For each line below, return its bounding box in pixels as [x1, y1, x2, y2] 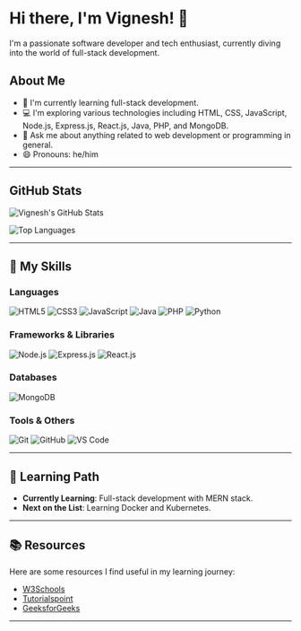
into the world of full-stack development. [9, 47, 159, 57]
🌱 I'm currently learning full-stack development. [21, 97, 199, 108]
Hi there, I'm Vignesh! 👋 [9, 8, 189, 29]
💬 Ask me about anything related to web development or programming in [21, 129, 291, 140]
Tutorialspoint [21, 592, 73, 604]
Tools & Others [9, 414, 75, 426]
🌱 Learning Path [9, 469, 100, 484]
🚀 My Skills [9, 259, 72, 274]
